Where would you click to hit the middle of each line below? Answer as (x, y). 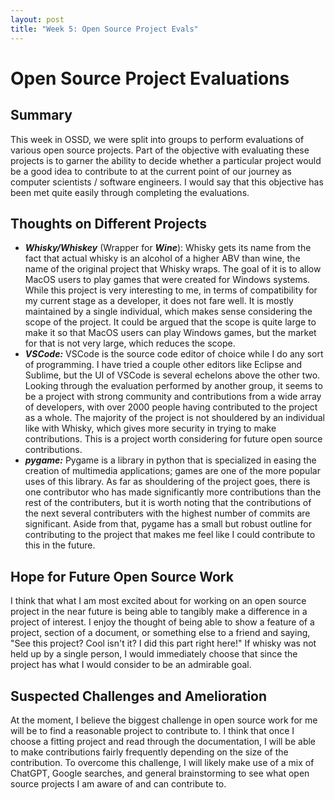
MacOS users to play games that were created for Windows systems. (167, 280)
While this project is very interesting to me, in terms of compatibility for (171, 290)
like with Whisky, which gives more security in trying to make (150, 428)
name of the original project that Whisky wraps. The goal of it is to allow (173, 269)
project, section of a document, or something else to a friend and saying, (160, 633)
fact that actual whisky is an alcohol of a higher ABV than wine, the (162, 258)
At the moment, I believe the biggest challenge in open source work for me (164, 720)
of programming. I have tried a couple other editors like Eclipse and (163, 365)
